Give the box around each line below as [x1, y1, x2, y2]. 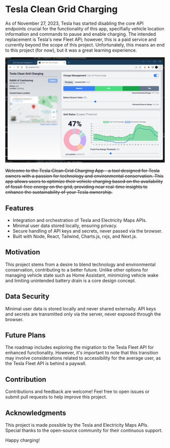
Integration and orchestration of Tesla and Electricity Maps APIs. [12, 217, 147, 223]
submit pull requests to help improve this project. [5, 394, 107, 400]
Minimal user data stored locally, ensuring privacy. [12, 222, 118, 229]
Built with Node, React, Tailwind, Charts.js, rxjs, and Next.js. [12, 233, 138, 239]
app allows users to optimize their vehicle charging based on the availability [5, 178, 163, 185]
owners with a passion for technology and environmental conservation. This [5, 173, 163, 179]
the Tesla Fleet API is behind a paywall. [5, 361, 87, 367]
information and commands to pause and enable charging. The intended [5, 31, 156, 37]
